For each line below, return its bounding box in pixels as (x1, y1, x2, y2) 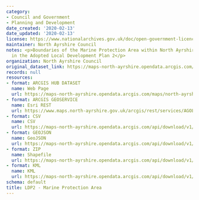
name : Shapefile (11, 151, 52, 157)
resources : (6, 75, 33, 80)
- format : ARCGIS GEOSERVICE (6, 96, 78, 102)
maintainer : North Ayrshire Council (6, 42, 97, 48)
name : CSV (11, 119, 36, 125)
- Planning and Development (6, 20, 76, 25)
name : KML (11, 168, 36, 175)
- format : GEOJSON (6, 130, 52, 136)
